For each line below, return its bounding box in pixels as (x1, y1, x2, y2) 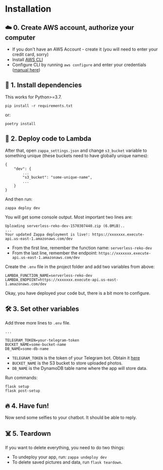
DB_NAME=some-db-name (5, 346, 49, 351)
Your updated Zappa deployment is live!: (5, 232, 91, 237)
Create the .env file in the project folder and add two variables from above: (5, 264, 155, 270)
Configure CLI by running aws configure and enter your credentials (12, 62, 146, 68)
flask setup (5, 384, 29, 389)
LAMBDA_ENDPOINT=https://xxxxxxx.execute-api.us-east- (5, 277, 119, 282)
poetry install (5, 121, 36, 126)
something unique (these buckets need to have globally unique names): (5, 152, 148, 159)
